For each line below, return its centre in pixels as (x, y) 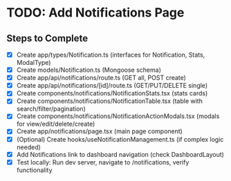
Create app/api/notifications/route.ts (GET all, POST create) (101, 78)
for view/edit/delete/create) (56, 124)
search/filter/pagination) (51, 109)
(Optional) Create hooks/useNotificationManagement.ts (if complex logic (120, 139)
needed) (28, 147)
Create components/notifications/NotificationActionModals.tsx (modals (118, 116)
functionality (34, 170)
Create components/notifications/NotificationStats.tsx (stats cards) (112, 93)
